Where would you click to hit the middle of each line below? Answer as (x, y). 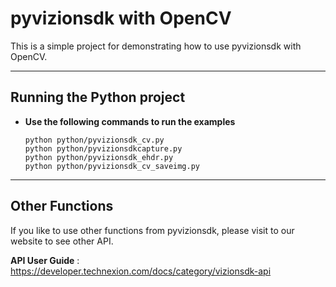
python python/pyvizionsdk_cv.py (94, 140)
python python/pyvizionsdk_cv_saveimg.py (112, 166)
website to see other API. (62, 241)
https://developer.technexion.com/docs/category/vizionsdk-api (141, 271)
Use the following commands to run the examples (130, 121)
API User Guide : (45, 260)
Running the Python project (98, 97)
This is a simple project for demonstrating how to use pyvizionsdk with (156, 46)
